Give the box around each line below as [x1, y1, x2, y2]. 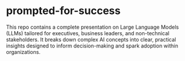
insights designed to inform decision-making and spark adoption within [6, 42, 179, 49]
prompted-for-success [6, 4, 121, 18]
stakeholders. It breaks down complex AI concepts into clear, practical [6, 36, 176, 43]
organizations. [6, 48, 41, 55]
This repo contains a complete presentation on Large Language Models [6, 23, 179, 30]
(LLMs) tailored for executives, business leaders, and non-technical [6, 29, 170, 36]
